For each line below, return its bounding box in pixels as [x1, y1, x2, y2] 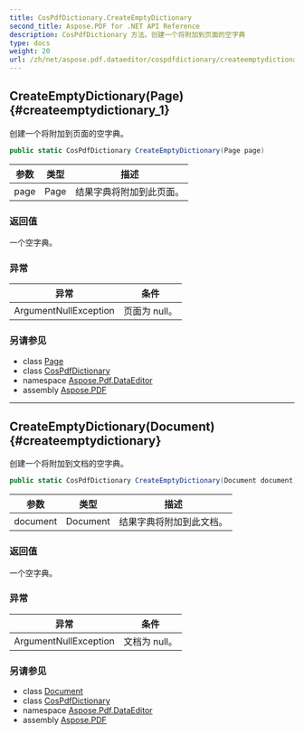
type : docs [9, 38, 51, 48]
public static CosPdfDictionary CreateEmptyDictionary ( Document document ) [9, 476, 298, 485]
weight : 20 [9, 47, 51, 56]
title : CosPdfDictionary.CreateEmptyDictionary [9, 13, 193, 23]
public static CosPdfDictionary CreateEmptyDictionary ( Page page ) [9, 146, 265, 155]
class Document [22, 686, 83, 697]
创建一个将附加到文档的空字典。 [9, 458, 128, 469]
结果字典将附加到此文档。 [119, 516, 228, 529]
